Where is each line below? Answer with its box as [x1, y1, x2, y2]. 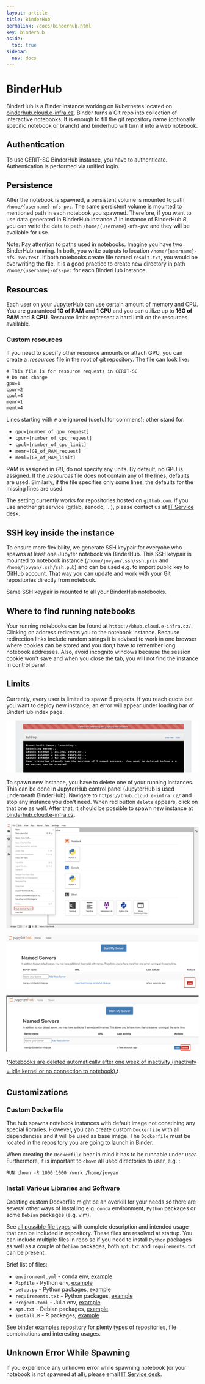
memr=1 [6, 399, 23, 405]
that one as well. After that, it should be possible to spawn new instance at [6, 805, 193, 812]
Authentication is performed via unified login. [6, 162, 120, 169]
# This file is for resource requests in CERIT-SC [6, 368, 138, 374]
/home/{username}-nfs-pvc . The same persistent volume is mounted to [6, 203, 182, 210]
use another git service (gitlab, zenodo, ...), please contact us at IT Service [6, 504, 194, 511]
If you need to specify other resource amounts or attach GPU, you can [6, 349, 183, 357]
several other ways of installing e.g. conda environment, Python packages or [6, 1204, 196, 1211]
